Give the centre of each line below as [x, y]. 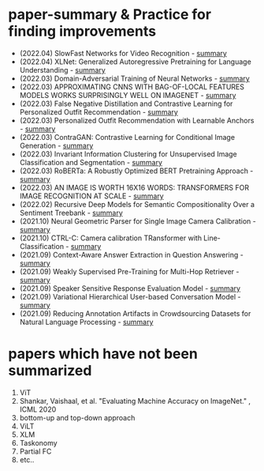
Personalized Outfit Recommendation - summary [99, 111]
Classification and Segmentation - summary [91, 162]
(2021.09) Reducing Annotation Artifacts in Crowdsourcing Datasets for [135, 313]
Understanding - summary [63, 70]
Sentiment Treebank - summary [71, 213]
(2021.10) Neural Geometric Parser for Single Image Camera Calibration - [138, 221]
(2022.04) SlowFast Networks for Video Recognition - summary [123, 53]
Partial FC [35, 451]
